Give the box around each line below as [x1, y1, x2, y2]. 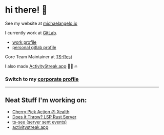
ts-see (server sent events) [12, 119, 67, 125]
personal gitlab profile [12, 44, 57, 50]
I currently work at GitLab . [5, 30, 58, 35]
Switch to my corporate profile [5, 75, 79, 82]
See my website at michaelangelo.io [5, 20, 78, 26]
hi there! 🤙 [5, 4, 47, 16]
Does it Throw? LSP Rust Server [12, 114, 77, 120]
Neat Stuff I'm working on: [5, 96, 87, 104]
